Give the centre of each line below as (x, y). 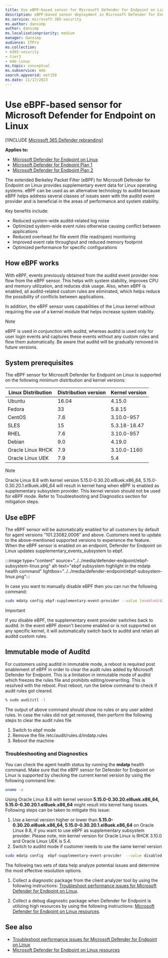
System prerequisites (39, 363)
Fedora (16, 409)
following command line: (30, 780)
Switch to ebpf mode (34, 730)
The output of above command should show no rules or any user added (79, 709)
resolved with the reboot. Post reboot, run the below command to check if (81, 685)
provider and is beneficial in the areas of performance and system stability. (82, 201)
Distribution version (81, 393)
